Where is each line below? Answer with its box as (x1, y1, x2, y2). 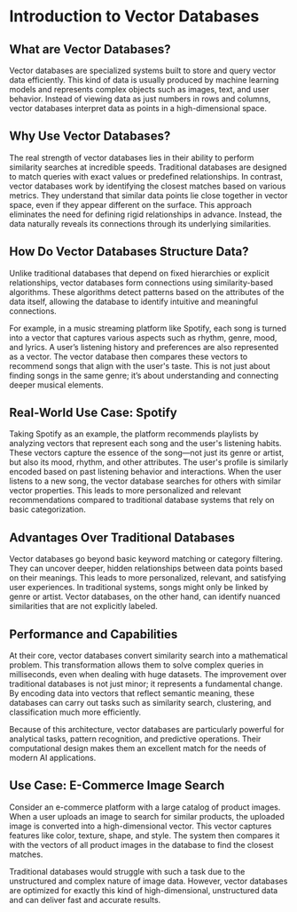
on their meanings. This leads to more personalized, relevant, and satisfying (9, 572, 286, 583)
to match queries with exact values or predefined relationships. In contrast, (9, 171, 284, 181)
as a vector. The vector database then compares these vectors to (9, 351, 248, 362)
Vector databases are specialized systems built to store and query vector (9, 65, 277, 76)
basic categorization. (9, 504, 86, 515)
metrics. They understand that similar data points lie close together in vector (9, 189, 288, 201)
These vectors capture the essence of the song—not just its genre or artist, (9, 447, 285, 459)
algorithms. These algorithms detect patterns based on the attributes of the (9, 286, 285, 297)
